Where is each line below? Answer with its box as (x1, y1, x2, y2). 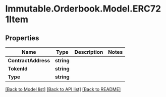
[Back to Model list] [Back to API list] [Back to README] (5, 86, 121, 92)
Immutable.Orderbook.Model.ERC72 (5, 3, 161, 15)
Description (74, 49, 103, 55)
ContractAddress (8, 57, 50, 64)
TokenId (8, 65, 28, 72)
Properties (5, 34, 39, 42)
